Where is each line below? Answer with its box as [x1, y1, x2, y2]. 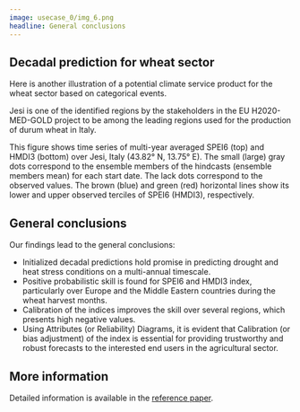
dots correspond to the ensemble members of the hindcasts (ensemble [9, 161, 272, 171]
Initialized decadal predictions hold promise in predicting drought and [21, 257, 279, 267]
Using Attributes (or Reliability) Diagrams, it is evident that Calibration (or [21, 324, 291, 335]
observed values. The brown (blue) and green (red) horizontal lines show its [9, 180, 289, 191]
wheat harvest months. [21, 295, 107, 306]
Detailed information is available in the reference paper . [9, 392, 213, 403]
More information [9, 369, 109, 384]
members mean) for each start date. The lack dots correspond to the [9, 171, 263, 181]
